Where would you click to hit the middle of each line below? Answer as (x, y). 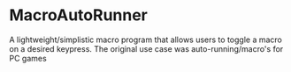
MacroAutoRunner (79, 15)
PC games (28, 58)
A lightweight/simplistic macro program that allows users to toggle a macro (146, 40)
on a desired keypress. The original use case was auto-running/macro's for (146, 48)
